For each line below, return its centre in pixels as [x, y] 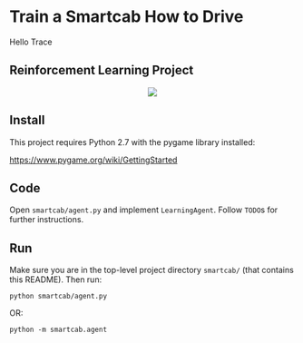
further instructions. [47, 220]
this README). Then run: [56, 279]
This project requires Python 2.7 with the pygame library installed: [132, 142]
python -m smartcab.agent [58, 330]
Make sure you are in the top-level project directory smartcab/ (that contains [152, 270]
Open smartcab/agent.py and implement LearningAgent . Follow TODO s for [144, 210]
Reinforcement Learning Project [102, 70]
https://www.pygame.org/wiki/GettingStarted [93, 160]
